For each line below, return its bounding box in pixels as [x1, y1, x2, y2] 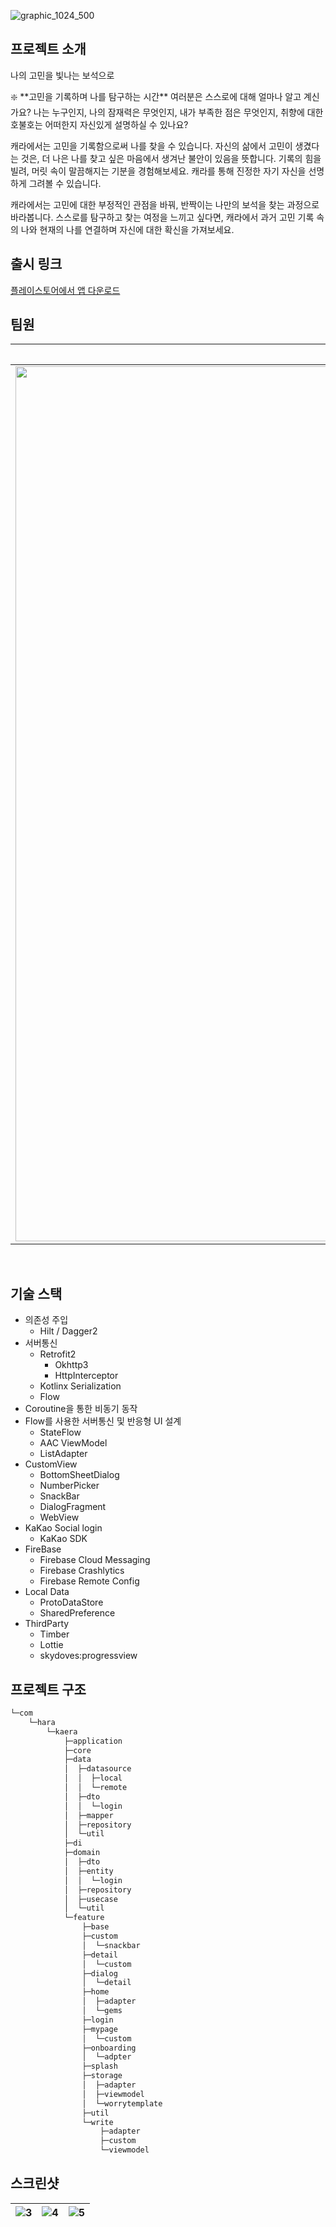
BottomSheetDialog [39, 1469, 120, 1481]
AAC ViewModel [39, 1437, 108, 1449]
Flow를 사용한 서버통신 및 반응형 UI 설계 [24, 1415, 182, 1427]
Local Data [24, 1586, 70, 1598]
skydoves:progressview [39, 1650, 138, 1662]
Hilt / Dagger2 [39, 1325, 98, 1337]
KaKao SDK [39, 1533, 88, 1545]
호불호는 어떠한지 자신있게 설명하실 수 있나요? [10, 118, 189, 130]
